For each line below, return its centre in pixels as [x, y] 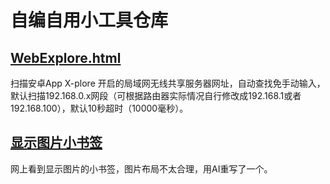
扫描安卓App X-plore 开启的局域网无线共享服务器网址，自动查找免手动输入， [168, 83]
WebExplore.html [66, 57]
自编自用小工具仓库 [89, 20]
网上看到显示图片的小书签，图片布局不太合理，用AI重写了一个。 [141, 168]
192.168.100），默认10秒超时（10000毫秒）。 [99, 108]
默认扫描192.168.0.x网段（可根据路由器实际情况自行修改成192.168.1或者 [156, 95]
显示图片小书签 [56, 142]
